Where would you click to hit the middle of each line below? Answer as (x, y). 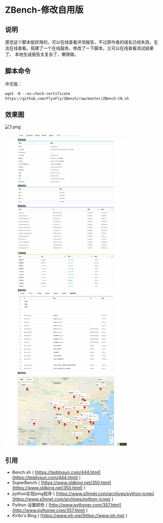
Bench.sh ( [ (24, 472)
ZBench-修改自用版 (44, 10)
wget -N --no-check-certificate (38, 94)
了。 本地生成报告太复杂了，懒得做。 (42, 54)
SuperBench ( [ (27, 483)
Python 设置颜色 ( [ (31, 505)
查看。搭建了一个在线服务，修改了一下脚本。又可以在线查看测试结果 (86, 48)
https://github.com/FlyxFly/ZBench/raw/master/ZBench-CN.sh (67, 98)
